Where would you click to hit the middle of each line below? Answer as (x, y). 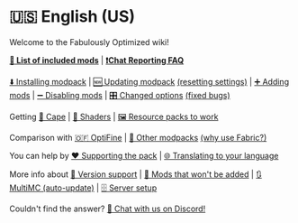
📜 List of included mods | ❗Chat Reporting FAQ (97, 60)
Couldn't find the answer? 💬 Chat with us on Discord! (108, 209)
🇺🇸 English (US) (72, 17)
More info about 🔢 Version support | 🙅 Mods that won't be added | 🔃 (136, 174)
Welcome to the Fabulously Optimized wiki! (89, 42)
